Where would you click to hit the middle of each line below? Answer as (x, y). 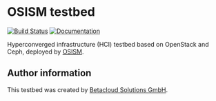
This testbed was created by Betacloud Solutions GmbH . (88, 89)
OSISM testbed (51, 12)
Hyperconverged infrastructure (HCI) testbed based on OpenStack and (108, 44)
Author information (49, 73)
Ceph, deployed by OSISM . (46, 52)
